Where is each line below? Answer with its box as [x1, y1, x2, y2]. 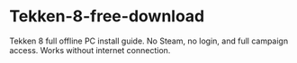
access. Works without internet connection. [9, 44, 171, 55]
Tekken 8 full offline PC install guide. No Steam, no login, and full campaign [9, 35, 289, 46]
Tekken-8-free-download [9, 6, 205, 27]
